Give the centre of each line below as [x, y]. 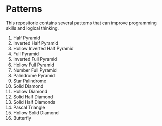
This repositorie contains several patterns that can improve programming [82, 23]
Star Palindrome [30, 81]
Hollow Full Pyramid [33, 65]
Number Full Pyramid [35, 70]
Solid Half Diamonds [34, 102]
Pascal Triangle [29, 107]
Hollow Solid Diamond [36, 113]
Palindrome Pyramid [34, 75]
